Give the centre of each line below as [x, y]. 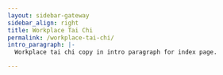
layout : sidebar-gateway [48, 15]
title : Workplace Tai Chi [50, 30]
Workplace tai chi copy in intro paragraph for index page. [116, 52]
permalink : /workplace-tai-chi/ [61, 37]
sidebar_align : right [43, 23]
